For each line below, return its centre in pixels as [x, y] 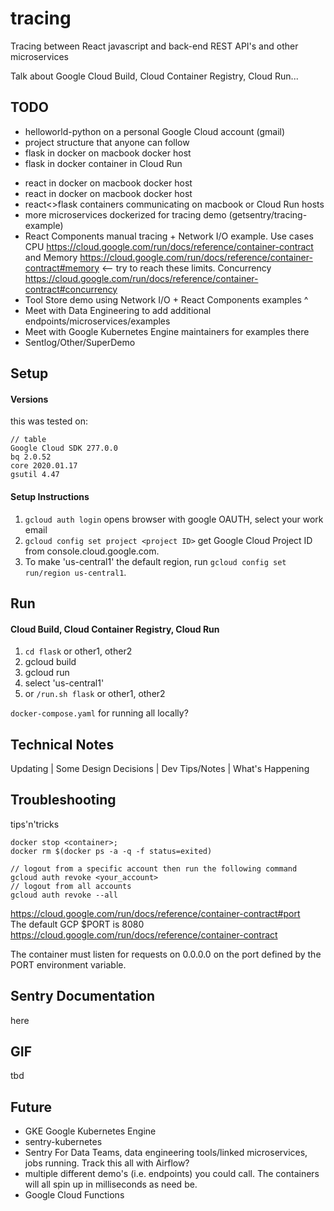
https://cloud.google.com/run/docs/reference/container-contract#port [155, 913]
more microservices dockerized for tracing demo [125, 214]
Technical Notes [62, 744]
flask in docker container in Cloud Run [103, 163]
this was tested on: [49, 421]
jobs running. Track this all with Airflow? [107, 1163]
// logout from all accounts [71, 886]
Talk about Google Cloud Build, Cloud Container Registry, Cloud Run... [154, 76]
